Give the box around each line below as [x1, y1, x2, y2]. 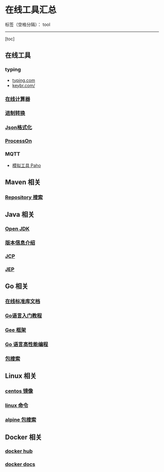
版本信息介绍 [5, 240, 36, 246]
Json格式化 [5, 124, 33, 131]
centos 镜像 [5, 388, 33, 394]
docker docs [5, 461, 36, 468]
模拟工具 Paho [12, 162, 41, 168]
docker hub [5, 448, 33, 454]
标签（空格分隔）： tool [5, 21, 50, 27]
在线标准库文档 [5, 298, 41, 305]
